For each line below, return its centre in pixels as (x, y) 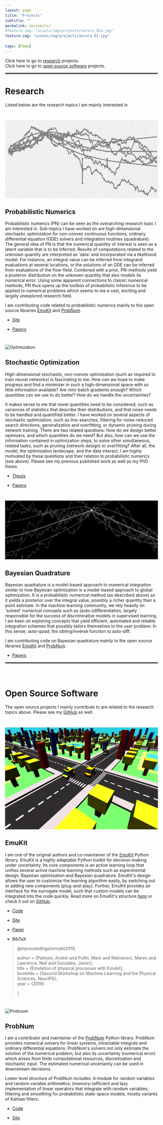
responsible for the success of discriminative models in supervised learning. (81, 616)
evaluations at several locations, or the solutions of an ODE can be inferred (80, 265)
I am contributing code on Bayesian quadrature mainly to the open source (79, 641)
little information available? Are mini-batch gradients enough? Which (73, 390)
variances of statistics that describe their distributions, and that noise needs (81, 409)
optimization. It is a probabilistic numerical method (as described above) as (80, 595)
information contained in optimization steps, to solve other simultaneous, (78, 440)
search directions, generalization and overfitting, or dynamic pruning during (81, 425)
